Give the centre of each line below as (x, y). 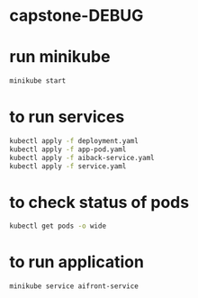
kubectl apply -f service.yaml (68, 166)
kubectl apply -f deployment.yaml (74, 140)
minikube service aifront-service (74, 286)
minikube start (38, 81)
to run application (76, 262)
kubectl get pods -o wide (58, 226)
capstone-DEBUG (76, 16)
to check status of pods (99, 202)
